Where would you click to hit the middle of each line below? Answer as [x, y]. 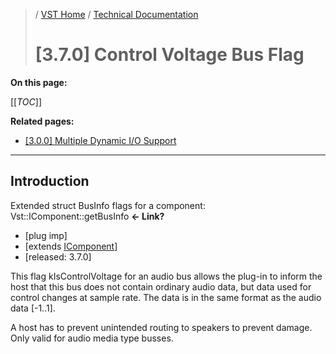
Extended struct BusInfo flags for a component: [108, 205]
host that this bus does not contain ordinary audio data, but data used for [161, 286]
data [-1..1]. [33, 308]
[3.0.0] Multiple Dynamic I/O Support [100, 140]
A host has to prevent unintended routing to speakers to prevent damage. [161, 327]
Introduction [50, 181]
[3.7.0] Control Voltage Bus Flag [169, 55]
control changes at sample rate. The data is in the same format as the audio [166, 297]
